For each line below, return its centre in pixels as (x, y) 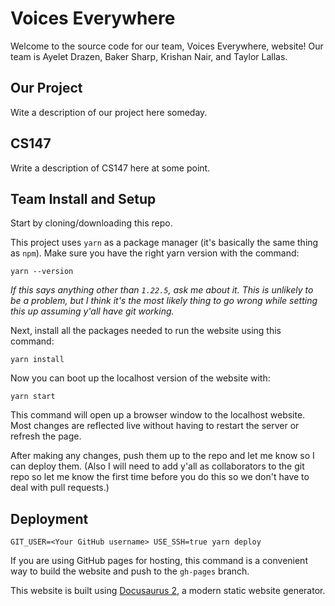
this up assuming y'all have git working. (92, 311)
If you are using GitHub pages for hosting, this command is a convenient (159, 561)
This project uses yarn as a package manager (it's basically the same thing (164, 243)
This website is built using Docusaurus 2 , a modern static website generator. (168, 591)
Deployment (49, 518)
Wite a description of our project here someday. (109, 112)
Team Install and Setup (83, 198)
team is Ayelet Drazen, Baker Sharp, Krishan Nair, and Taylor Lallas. (149, 56)
